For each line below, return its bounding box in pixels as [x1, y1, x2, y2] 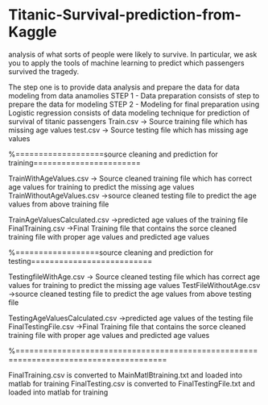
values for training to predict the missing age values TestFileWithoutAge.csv [8, 280, 261, 290]
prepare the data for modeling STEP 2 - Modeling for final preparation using [8, 99, 260, 109]
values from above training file [8, 199, 109, 209]
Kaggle [8, 23, 58, 41]
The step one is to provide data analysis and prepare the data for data [8, 82, 240, 92]
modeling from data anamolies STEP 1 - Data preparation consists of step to [8, 90, 260, 100]
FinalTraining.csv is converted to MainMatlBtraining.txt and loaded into [8, 370, 243, 380]
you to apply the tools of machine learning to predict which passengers [8, 58, 245, 68]
